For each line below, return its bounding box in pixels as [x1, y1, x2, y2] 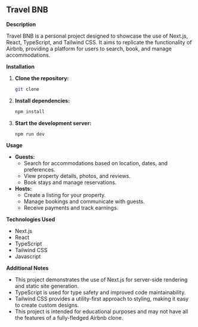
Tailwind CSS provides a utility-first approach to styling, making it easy [14, 295, 189, 302]
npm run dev [14, 131, 45, 137]
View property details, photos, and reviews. [23, 172, 131, 180]
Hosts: [14, 185, 32, 192]
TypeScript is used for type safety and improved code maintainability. [14, 289, 186, 296]
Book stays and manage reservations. [23, 179, 117, 186]
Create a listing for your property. [23, 192, 106, 199]
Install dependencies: [14, 97, 70, 104]
